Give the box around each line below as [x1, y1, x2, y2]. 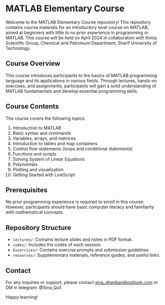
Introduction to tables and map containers [12, 140, 98, 146]
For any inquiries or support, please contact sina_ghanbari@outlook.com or [5, 280, 158, 285]
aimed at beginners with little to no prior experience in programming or [5, 29, 149, 35]
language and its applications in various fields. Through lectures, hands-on [5, 77, 157, 83]
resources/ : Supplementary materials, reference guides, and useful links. [12, 252, 161, 258]
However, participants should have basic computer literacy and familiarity [5, 204, 154, 210]
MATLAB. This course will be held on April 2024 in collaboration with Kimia [5, 35, 157, 41]
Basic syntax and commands [12, 130, 71, 136]
